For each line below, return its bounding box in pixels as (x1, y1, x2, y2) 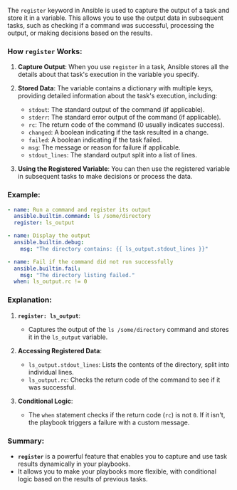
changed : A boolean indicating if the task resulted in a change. (28, 128, 209, 137)
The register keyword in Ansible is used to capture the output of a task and (7, 6, 230, 14)
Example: (7, 190, 41, 200)
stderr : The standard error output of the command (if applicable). (28, 113, 221, 122)
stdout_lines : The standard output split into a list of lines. (28, 151, 197, 160)
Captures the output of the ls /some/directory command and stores (28, 325, 229, 333)
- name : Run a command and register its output (7, 206, 152, 213)
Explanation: (7, 295, 52, 305)
